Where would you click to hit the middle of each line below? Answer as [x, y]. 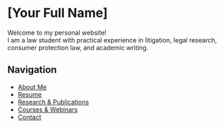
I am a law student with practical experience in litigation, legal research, [112, 40]
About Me [32, 87]
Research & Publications [53, 102]
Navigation [32, 70]
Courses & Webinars [48, 109]
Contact [29, 117]
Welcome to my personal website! [57, 33]
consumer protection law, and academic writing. [78, 47]
